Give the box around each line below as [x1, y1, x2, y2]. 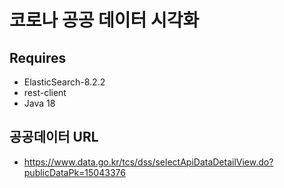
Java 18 [23, 97, 56, 109]
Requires [9, 49, 67, 66]
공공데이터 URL [9, 129, 99, 146]
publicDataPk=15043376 [23, 166, 126, 178]
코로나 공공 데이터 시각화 [9, 9, 200, 32]
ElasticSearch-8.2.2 [23, 76, 106, 88]
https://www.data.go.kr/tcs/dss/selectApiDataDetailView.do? [23, 156, 274, 168]
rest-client [23, 87, 67, 98]
